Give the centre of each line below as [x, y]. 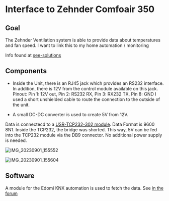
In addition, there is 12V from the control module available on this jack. [85, 88]
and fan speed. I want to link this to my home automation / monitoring [77, 45]
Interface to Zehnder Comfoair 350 [80, 9]
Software [20, 176]
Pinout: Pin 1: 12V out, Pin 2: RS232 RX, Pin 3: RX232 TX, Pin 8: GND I [84, 94]
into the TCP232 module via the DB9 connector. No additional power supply [84, 135]
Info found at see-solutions [33, 55]
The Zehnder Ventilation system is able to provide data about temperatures [83, 40]
